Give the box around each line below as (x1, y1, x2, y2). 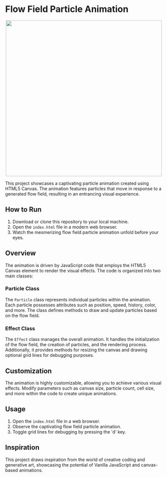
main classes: (5, 273, 33, 279)
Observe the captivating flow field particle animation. (12, 423, 122, 430)
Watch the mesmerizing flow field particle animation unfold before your (12, 229, 159, 235)
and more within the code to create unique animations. (5, 390, 117, 396)
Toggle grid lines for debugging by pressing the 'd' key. (12, 429, 126, 435)
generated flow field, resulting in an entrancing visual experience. (5, 191, 140, 197)
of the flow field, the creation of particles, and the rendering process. (5, 342, 147, 348)
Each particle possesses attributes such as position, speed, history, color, (5, 302, 157, 308)
